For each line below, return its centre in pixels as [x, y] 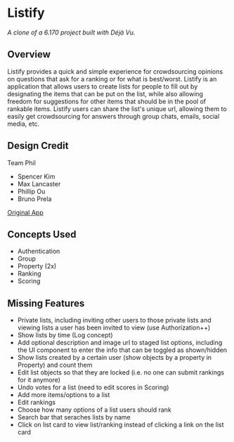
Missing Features [46, 303]
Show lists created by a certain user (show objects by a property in [115, 358]
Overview [29, 54]
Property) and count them [55, 365]
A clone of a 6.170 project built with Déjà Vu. [71, 32]
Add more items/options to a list [64, 395]
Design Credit [38, 146]
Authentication [39, 252]
